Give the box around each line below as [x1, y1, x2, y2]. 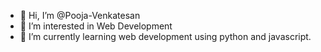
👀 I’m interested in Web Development [19, 20, 173, 32]
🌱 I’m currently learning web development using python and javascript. [19, 31, 312, 42]
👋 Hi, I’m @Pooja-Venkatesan [19, 10, 141, 21]
